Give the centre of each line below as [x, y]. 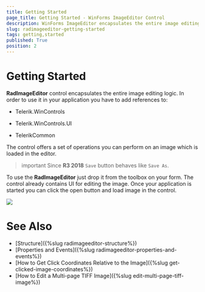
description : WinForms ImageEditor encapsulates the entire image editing [103, 23]
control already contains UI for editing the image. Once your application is [99, 183]
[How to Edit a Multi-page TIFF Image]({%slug [73, 276]
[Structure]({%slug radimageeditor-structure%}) [76, 243]
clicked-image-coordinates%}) [54, 269]
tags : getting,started [35, 35]
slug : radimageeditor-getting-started [56, 29]
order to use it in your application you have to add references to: [87, 100]
